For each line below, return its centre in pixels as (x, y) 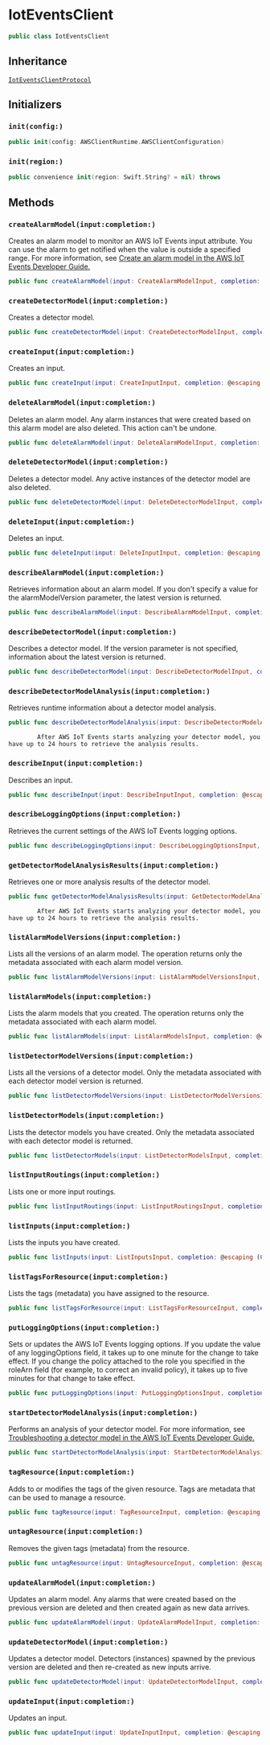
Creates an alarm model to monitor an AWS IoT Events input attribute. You (131, 241)
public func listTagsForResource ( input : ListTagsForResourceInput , (124, 1308)
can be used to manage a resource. (67, 1497)
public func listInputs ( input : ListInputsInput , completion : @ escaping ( (135, 1257)
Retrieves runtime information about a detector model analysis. (112, 708)
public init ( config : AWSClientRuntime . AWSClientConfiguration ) (117, 142)
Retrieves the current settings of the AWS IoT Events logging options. (123, 831)
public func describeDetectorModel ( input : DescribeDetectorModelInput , (131, 672)
